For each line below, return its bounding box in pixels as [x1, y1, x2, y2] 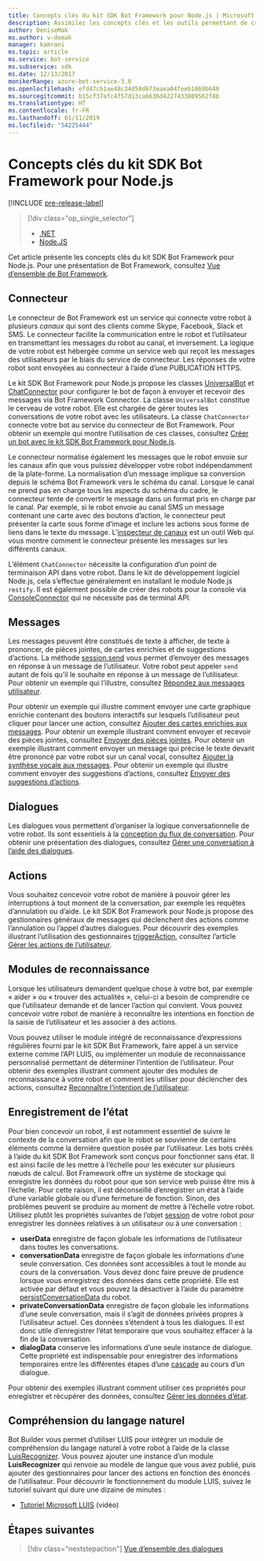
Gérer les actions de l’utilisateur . [8, 940, 112, 949]
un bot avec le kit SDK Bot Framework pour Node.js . [8, 436, 177, 446]
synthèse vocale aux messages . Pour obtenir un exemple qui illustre [8, 761, 229, 770]
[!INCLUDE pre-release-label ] [8, 198, 104, 207]
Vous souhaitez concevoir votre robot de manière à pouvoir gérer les [8, 889, 230, 899]
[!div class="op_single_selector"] [27, 213, 135, 223]
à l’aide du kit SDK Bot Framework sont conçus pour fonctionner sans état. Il [8, 1151, 255, 1161]
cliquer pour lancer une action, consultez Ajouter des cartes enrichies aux [8, 718, 247, 729]
